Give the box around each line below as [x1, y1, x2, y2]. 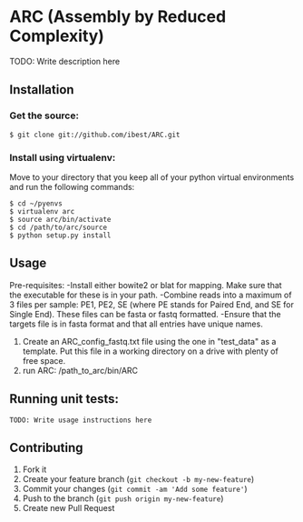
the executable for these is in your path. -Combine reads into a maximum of [9, 289, 292, 300]
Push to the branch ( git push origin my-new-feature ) [22, 493, 224, 504]
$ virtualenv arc [9, 206, 75, 216]
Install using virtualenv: [9, 151, 116, 164]
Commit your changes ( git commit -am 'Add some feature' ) [22, 484, 248, 495]
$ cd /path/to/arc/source [9, 223, 107, 232]
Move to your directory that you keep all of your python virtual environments [9, 171, 295, 183]
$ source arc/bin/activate [9, 215, 112, 224]
